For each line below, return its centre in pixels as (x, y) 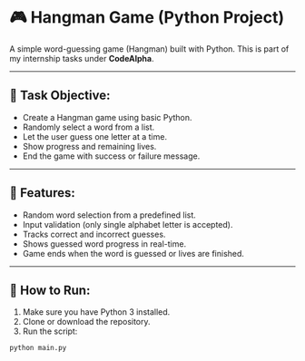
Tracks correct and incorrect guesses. (94, 234)
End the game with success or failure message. (111, 156)
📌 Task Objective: (60, 96)
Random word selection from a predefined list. (109, 215)
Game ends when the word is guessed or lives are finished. (133, 253)
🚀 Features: (42, 193)
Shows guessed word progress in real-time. (104, 244)
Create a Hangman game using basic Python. (107, 117)
